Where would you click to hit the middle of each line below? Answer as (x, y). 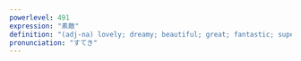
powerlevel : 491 (39, 17)
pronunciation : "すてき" (54, 43)
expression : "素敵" (44, 26)
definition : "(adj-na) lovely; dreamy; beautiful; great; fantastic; (142, 34)
